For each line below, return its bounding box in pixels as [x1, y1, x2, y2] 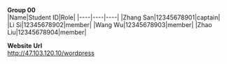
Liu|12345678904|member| [7, 28, 87, 36]
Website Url [7, 42, 43, 49]
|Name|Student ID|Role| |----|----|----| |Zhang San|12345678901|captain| [7, 13, 221, 22]
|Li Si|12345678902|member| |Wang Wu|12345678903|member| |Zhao [7, 21, 212, 29]
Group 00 [7, 6, 36, 14]
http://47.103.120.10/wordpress [7, 49, 95, 57]
